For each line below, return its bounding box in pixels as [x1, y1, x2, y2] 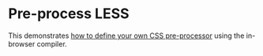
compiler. [36, 39, 67, 48]
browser [8, 39, 36, 48]
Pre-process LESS [8, 5, 130, 23]
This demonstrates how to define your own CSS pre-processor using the [8, 31, 245, 40]
